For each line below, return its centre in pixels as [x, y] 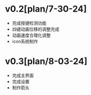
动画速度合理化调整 [31, 35]
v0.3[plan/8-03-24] [46, 61]
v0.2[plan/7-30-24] [46, 9]
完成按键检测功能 [29, 23]
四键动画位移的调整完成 [36, 29]
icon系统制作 [25, 41]
